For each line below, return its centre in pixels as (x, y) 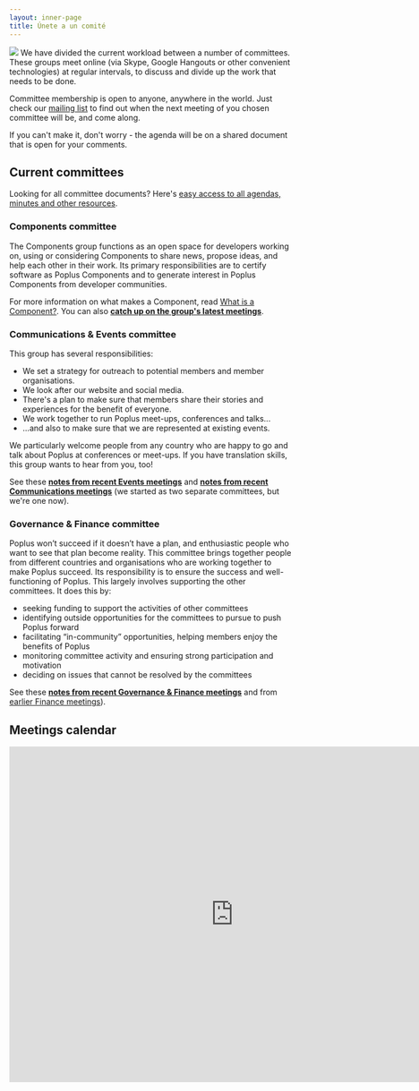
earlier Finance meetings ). (57, 702)
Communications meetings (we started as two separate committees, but (144, 491)
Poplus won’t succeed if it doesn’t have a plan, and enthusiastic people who (149, 543)
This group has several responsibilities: (81, 354)
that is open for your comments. (68, 144)
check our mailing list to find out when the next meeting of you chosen (140, 107)
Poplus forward (51, 627)
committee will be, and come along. (75, 117)
